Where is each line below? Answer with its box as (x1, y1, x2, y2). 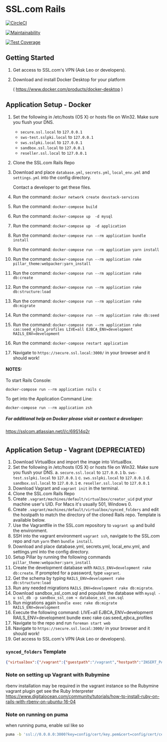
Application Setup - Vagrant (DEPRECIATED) (5, 445, 145, 454)
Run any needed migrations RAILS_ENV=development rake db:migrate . (12, 585, 154, 591)
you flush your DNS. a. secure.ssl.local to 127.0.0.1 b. (12, 469, 127, 476)
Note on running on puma (5, 711, 68, 718)
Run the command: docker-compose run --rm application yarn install (12, 246, 160, 252)
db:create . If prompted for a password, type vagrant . (12, 570, 121, 576)
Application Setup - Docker (5, 101, 91, 109)
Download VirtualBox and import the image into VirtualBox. (12, 459, 133, 465)
